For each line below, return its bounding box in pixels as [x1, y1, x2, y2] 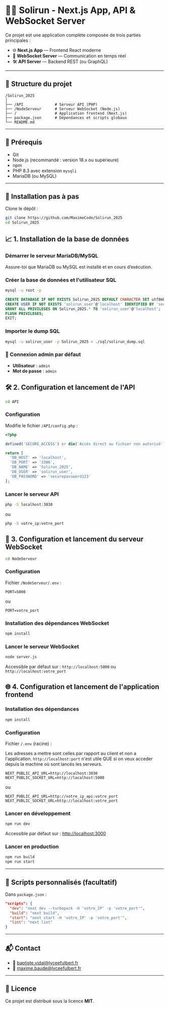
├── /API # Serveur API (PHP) [5, 102, 98, 107]
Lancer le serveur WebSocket [5, 643, 79, 650]
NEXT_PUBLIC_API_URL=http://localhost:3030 [5, 771, 98, 776]
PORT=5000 [5, 589, 26, 595]
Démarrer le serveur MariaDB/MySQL [5, 252, 99, 259]
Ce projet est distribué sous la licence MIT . [5, 998, 95, 1004]
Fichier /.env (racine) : [5, 740, 52, 747]
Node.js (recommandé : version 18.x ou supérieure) [12, 156, 119, 163]
